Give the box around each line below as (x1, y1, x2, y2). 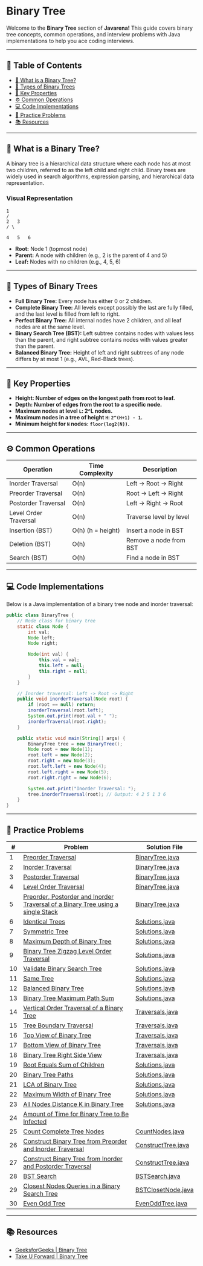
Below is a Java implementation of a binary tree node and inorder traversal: (6, 601, 193, 608)
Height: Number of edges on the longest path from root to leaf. (14, 395, 175, 402)
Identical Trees (23, 918, 65, 926)
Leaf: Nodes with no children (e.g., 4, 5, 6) (14, 258, 121, 265)
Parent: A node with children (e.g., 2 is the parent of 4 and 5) (14, 252, 167, 259)
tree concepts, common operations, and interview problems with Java (6, 30, 181, 38)
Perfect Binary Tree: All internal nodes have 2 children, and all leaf (14, 316, 182, 324)
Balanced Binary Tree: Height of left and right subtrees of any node (14, 348, 184, 356)
